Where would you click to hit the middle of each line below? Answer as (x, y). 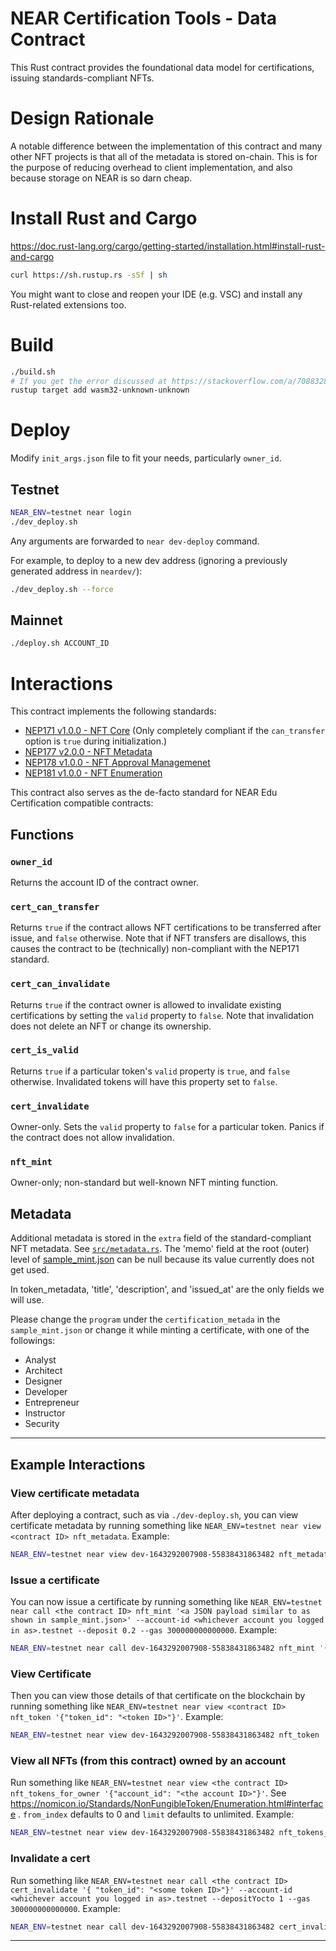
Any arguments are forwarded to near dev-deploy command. (135, 541)
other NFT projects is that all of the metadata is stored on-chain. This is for (164, 156)
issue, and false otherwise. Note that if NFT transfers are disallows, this (158, 938)
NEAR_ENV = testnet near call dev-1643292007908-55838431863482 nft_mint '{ (169, 1648)
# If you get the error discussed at (89, 381)
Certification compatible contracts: (82, 803)
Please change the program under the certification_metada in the (145, 1319)
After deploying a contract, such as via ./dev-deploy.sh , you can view (154, 1514)
